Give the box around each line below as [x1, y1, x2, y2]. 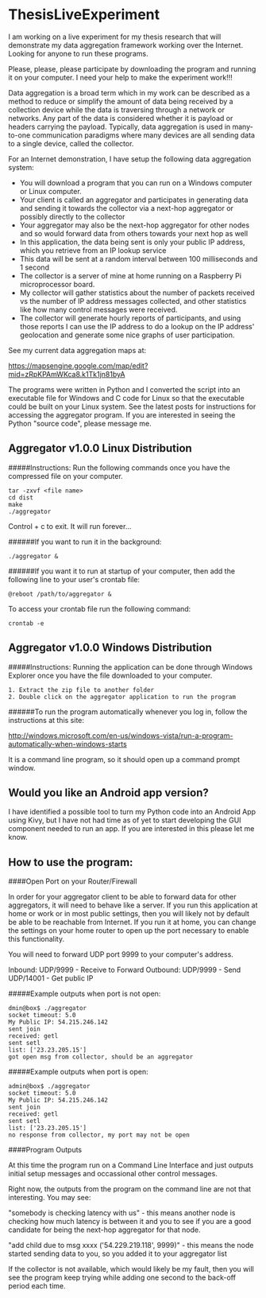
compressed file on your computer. [8, 471, 123, 480]
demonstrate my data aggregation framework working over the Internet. [8, 40, 244, 49]
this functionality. [8, 935, 65, 944]
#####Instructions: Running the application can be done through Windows [8, 662, 253, 671]
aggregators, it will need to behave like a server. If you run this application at [8, 900, 258, 910]
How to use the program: [8, 855, 133, 869]
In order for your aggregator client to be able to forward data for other [8, 892, 237, 902]
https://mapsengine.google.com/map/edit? [8, 360, 148, 371]
